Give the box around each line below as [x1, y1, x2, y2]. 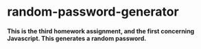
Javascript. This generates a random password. [7, 34, 147, 42]
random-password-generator [7, 4, 180, 20]
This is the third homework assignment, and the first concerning [7, 27, 195, 35]
